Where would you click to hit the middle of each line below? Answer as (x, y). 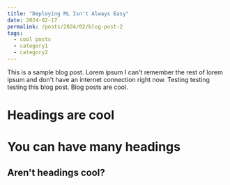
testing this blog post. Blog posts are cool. (68, 87)
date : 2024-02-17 (32, 20)
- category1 (31, 46)
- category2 (31, 53)
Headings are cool (61, 115)
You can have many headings (94, 147)
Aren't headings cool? (56, 172)
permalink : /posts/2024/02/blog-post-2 (65, 26)
